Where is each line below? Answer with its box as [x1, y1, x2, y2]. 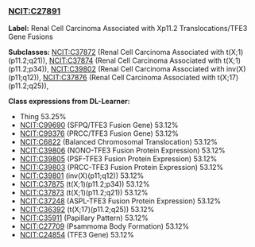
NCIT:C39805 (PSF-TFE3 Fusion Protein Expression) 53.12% [19, 154, 218, 164]
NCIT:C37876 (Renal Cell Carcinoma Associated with [42, 73, 216, 83]
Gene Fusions [8, 32, 53, 41]
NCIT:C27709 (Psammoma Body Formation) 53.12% [19, 222, 190, 231]
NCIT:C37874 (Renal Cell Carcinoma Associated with [48, 56, 222, 65]
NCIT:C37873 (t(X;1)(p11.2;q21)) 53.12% [19, 188, 149, 198]
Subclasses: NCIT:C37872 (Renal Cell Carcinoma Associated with [8, 48, 225, 57]
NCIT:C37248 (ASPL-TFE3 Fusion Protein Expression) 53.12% [19, 196, 221, 206]
